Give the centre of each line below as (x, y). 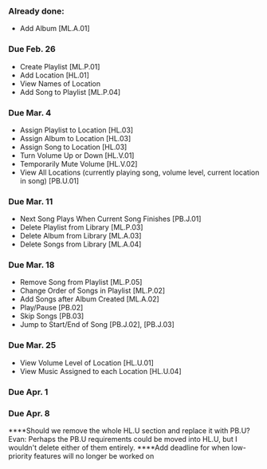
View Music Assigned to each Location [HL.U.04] (100, 371)
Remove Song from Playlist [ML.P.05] (81, 282)
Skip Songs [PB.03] (52, 316)
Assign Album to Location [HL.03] (75, 138)
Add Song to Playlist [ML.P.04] (70, 92)
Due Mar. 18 (31, 265)
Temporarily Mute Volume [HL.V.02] (79, 164)
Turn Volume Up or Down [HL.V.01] (77, 155)
